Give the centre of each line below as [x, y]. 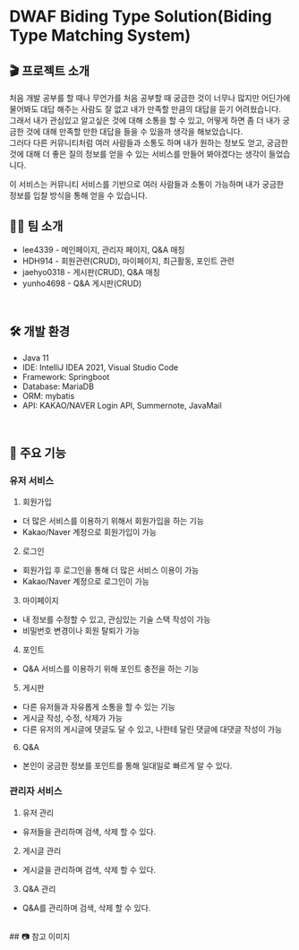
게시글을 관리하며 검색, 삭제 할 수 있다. [89, 869]
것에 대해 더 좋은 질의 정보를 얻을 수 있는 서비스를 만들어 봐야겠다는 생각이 [138, 154]
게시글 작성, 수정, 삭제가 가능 [73, 718]
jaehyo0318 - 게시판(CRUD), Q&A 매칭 [91, 272]
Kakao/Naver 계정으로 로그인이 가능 [85, 582]
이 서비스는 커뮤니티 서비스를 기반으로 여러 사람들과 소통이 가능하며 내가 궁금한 [147, 184]
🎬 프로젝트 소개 [50, 70]
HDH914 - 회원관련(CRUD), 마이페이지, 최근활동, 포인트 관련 [128, 261]
